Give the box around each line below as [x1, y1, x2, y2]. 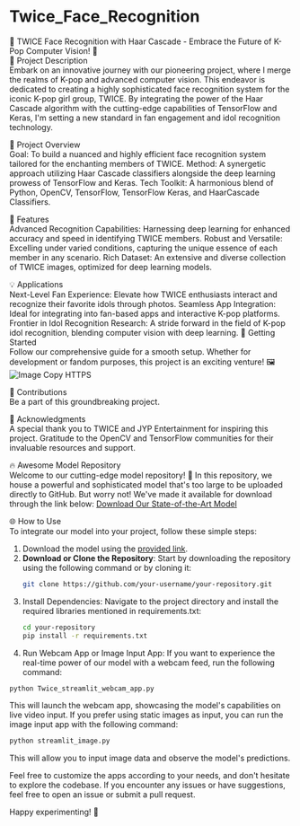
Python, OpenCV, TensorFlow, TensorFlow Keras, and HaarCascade [9, 187, 260, 198]
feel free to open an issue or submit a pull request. [9, 789, 196, 800]
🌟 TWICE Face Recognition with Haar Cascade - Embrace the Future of [9, 36, 272, 47]
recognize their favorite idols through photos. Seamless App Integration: [9, 298, 277, 309]
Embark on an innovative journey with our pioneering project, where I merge [9, 65, 292, 75]
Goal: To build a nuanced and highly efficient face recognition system [9, 148, 267, 159]
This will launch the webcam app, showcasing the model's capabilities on [9, 700, 281, 711]
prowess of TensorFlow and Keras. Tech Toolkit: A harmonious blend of [9, 177, 274, 188]
